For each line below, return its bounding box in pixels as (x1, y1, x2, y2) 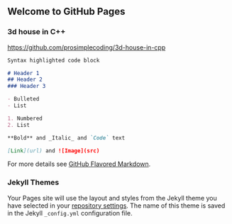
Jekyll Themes (7, 177, 60, 187)
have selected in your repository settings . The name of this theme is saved (7, 201, 226, 210)
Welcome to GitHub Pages (7, 6, 126, 18)
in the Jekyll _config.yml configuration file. (7, 208, 133, 217)
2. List (7, 121, 31, 128)
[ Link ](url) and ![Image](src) (7, 147, 100, 155)
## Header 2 (7, 76, 43, 84)
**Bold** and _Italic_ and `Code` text (7, 134, 126, 141)
